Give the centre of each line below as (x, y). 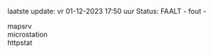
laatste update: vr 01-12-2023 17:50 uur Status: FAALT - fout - (107, 11)
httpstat (20, 43)
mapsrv (20, 26)
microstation (28, 34)
